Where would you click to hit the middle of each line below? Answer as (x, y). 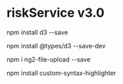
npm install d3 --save (37, 32)
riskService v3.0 (56, 13)
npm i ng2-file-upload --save (49, 59)
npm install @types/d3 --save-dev (56, 45)
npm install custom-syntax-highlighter (61, 73)
